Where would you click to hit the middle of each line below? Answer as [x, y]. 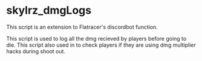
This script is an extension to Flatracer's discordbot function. [82, 27]
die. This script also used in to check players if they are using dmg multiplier [101, 45]
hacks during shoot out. [36, 51]
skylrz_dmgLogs [49, 10]
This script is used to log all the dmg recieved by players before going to [96, 38]
